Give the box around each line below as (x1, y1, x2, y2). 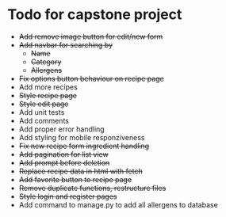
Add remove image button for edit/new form (18, 32, 163, 41)
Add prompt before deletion (18, 158, 110, 167)
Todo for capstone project (7, 6, 182, 24)
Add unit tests (18, 107, 65, 116)
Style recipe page (18, 90, 77, 100)
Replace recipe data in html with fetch (18, 166, 144, 176)
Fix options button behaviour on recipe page (18, 74, 164, 83)
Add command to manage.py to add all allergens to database (18, 200, 219, 209)
